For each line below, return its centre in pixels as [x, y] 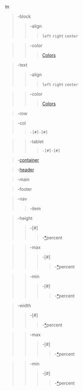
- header [26, 170]
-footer [25, 189]
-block [24, 16]
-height [25, 218]
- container [28, 160]
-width [24, 305]
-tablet [37, 141]
